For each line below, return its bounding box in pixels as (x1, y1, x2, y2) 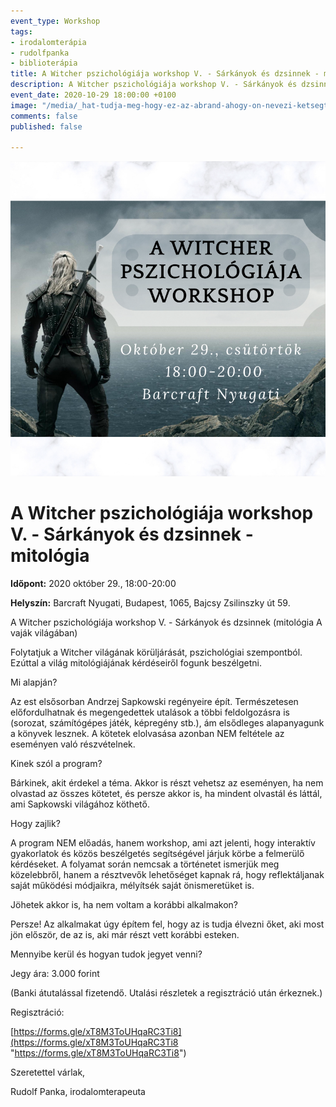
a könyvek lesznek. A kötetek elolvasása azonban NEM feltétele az (10, 728, 285, 740)
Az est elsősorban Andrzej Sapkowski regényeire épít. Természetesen (10, 696, 299, 708)
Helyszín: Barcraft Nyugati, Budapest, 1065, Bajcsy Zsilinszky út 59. (10, 597, 291, 609)
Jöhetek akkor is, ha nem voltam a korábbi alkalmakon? (10, 899, 238, 911)
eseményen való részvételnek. (10, 738, 136, 750)
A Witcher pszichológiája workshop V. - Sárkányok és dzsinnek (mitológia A (10, 616, 323, 629)
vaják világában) (10, 627, 78, 639)
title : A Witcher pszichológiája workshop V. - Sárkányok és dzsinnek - (10, 69, 320, 79)
